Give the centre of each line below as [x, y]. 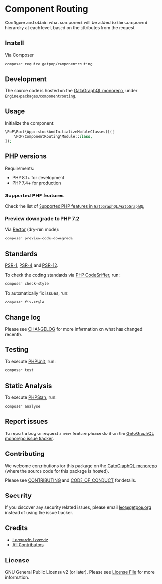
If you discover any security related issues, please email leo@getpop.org [78, 507]
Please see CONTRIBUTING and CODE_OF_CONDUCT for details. [71, 480]
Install [15, 43]
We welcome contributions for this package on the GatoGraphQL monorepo [81, 466]
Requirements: [20, 168]
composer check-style [27, 284]
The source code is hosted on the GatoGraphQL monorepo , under [71, 91]
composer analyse [23, 407]
